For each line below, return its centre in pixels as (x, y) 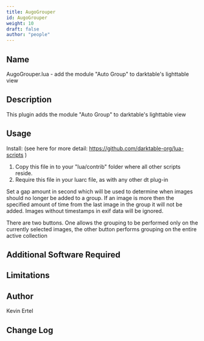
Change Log (30, 330)
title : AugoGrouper (31, 12)
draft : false (23, 29)
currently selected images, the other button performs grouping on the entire (101, 229)
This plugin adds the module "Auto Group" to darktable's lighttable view (96, 114)
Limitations (28, 275)
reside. (24, 173)
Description (29, 100)
